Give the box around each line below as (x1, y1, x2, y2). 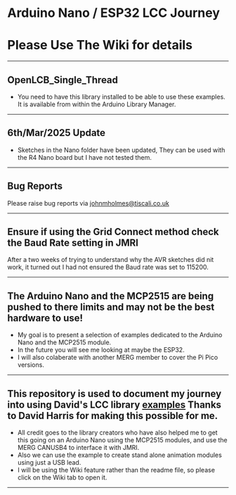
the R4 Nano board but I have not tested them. (17, 153, 152, 161)
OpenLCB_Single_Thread (7, 74, 118, 86)
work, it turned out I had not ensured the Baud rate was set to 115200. (7, 263, 209, 272)
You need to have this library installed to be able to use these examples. (17, 92, 226, 101)
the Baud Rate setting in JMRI (7, 237, 139, 249)
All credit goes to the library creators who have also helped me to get (17, 428, 218, 437)
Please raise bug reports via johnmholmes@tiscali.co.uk (7, 199, 170, 207)
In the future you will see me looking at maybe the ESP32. (17, 346, 185, 354)
